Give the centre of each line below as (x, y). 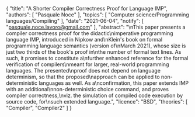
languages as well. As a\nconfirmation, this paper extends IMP (114, 83)
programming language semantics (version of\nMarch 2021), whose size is (96, 46)
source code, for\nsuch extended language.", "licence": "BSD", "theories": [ (97, 101)
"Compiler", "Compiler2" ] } (39, 108)
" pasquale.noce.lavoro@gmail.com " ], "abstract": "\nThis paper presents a (96, 27)
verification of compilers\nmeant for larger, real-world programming (88, 64)
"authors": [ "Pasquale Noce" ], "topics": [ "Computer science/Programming (98, 15)
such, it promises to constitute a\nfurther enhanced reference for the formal (97, 58)
